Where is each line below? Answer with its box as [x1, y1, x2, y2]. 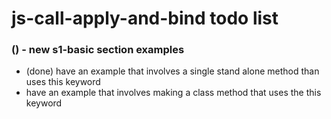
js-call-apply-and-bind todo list [11, 7, 279, 30]
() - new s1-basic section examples [11, 43, 185, 57]
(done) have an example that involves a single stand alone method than [25, 65, 320, 77]
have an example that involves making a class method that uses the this [25, 87, 322, 99]
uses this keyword [25, 76, 101, 88]
